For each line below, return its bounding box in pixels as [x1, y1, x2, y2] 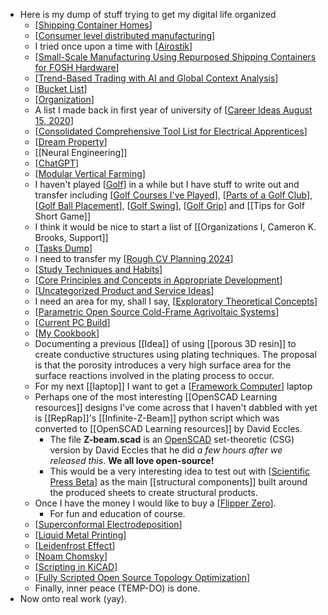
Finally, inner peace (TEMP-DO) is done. [34, 582, 201, 594]
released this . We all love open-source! [49, 455, 215, 466]
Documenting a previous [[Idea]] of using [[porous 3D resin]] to [34, 338, 297, 349]
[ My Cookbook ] [34, 327, 100, 339]
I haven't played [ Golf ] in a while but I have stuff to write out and [34, 179, 300, 190]
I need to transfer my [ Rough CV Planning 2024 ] [34, 253, 234, 264]
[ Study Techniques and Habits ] [34, 264, 163, 275]
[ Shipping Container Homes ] [34, 19, 153, 31]
